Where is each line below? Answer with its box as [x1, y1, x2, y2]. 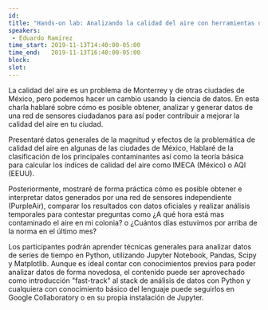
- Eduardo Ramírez [11, 33, 73, 42]
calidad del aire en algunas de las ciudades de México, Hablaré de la [8, 143, 234, 152]
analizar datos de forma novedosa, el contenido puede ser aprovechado [8, 267, 246, 277]
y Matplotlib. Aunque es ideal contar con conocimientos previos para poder [8, 258, 257, 268]
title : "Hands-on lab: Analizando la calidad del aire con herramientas [8, 19, 255, 27]
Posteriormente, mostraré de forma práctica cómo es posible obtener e [8, 184, 242, 194]
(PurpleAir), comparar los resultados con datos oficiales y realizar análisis [8, 201, 250, 210]
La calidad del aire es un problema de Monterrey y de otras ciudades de [8, 85, 245, 95]
